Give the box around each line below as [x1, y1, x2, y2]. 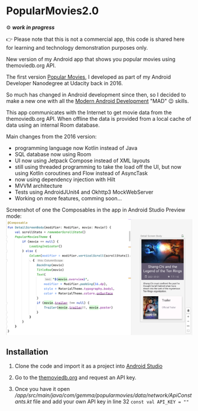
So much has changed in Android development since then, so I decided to [6, 91, 186, 98]
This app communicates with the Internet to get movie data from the [6, 108, 172, 116]
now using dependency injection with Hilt [14, 176, 116, 183]
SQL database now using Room [14, 150, 92, 158]
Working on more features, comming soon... [14, 194, 122, 202]
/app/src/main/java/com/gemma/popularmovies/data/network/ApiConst [14, 392, 192, 399]
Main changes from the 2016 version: [6, 133, 97, 140]
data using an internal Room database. [6, 121, 100, 129]
